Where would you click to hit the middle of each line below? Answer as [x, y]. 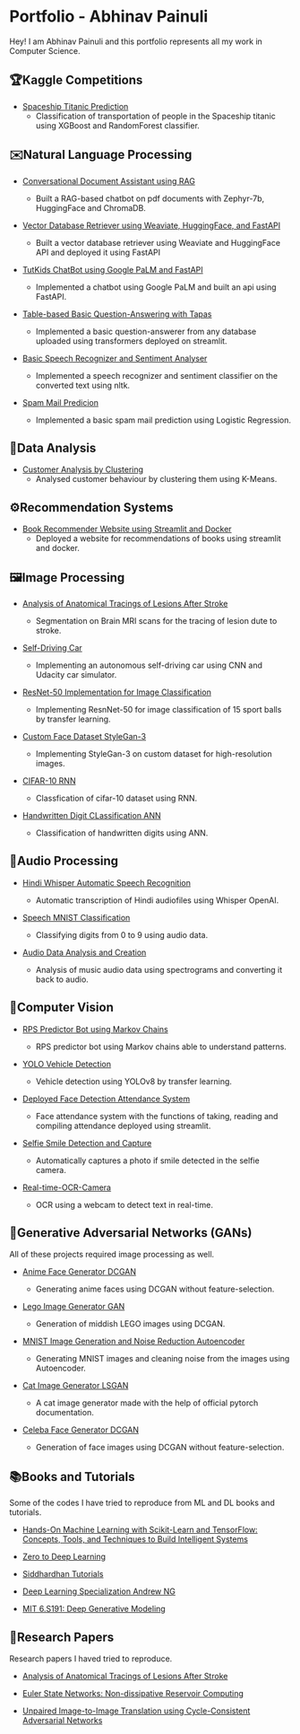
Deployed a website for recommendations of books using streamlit [159, 539]
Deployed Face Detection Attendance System [106, 1099]
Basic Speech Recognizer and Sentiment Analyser [115, 358]
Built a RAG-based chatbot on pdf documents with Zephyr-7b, [150, 198]
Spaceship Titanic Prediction [75, 106]
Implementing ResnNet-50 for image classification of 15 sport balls [159, 709]
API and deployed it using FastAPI [98, 252]
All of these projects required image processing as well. [112, 1255]
